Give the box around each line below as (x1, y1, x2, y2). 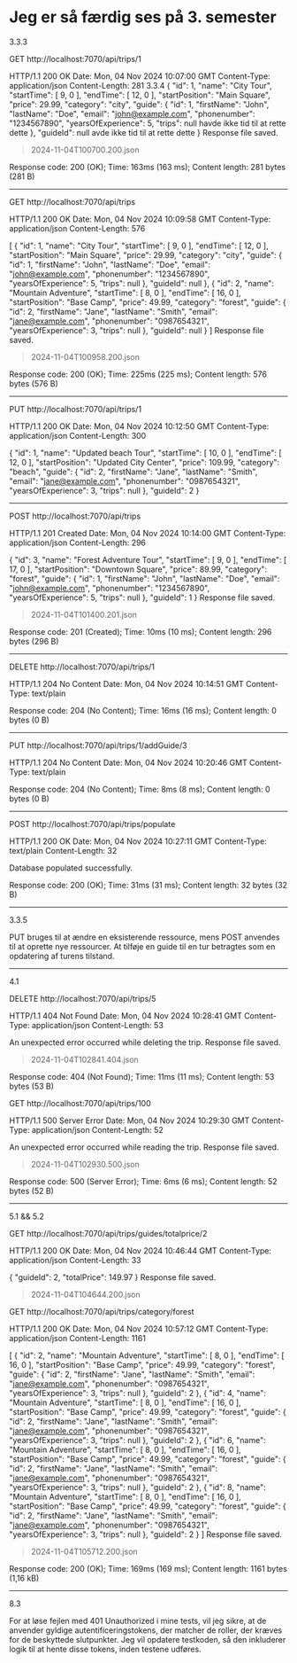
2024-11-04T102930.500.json (30, 1159, 140, 1169)
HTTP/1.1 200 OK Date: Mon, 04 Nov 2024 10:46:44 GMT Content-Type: (9, 1245, 272, 1256)
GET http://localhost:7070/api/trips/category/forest (9, 1306, 194, 1316)
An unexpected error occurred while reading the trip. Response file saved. (9, 1142, 279, 1152)
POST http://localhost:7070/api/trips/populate (9, 818, 176, 829)
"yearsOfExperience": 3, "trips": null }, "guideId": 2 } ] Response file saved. (9, 1528, 283, 1540)
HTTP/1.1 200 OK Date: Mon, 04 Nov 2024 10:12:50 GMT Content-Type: (9, 420, 270, 432)
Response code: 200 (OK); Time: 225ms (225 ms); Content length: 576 (9, 369, 268, 379)
